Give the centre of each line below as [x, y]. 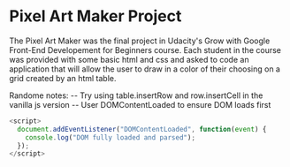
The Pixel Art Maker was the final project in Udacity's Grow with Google [140, 41]
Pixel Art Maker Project [95, 16]
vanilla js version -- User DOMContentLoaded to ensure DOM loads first [140, 104]
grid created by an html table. [63, 78]
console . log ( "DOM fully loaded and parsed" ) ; [111, 137]
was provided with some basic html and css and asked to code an [129, 59]
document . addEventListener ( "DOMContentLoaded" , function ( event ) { [142, 129]
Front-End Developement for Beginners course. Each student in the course [145, 49]
